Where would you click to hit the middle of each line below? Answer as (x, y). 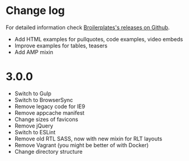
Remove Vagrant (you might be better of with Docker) (81, 145)
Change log (35, 11)
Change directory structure (48, 151)
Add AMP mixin (34, 52)
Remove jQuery (34, 126)
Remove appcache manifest (49, 112)
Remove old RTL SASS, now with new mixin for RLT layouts (88, 139)
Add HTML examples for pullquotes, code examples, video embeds (99, 39)
